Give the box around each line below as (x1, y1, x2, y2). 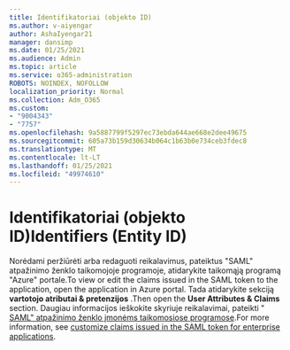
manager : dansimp (9, 37, 73, 47)
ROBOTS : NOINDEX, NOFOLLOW (9, 79, 109, 88)
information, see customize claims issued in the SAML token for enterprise (9, 322, 280, 332)
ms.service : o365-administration (9, 71, 133, 80)
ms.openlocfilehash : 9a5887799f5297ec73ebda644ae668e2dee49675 (9, 128, 248, 137)
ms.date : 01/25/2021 (9, 46, 86, 55)
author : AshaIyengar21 (9, 29, 93, 38)
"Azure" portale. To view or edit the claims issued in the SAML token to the (9, 275, 279, 285)
